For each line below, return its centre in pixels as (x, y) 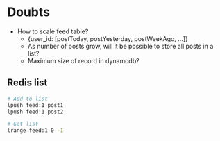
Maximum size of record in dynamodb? (84, 60)
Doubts (29, 12)
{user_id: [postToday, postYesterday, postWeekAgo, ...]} (108, 38)
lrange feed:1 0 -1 (35, 131)
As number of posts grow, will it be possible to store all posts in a (120, 46)
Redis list (27, 83)
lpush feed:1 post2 (35, 112)
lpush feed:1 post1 (35, 105)
